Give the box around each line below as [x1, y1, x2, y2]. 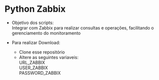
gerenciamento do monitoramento [11, 30, 81, 36]
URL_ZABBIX [19, 59, 45, 65]
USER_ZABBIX [19, 65, 48, 71]
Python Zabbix [4, 3, 66, 15]
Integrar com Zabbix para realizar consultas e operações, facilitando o [11, 25, 154, 30]
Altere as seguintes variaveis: [19, 54, 79, 60]
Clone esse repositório [19, 49, 65, 55]
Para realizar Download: [11, 39, 60, 45]
